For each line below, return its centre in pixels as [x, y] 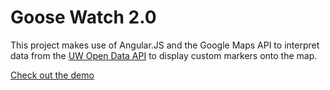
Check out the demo [52, 75]
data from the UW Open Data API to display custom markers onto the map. [164, 55]
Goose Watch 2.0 [83, 17]
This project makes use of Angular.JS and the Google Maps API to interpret [165, 45]
